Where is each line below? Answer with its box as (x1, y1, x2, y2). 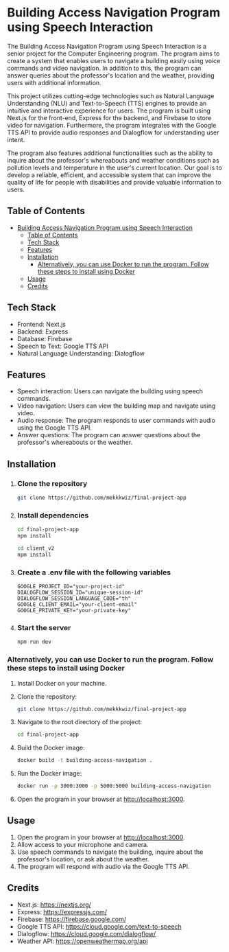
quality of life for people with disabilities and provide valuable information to (7, 178, 221, 186)
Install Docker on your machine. (16, 679, 108, 687)
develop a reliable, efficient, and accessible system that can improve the (7, 170, 211, 179)
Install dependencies (16, 510, 89, 520)
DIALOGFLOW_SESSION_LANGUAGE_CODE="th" (16, 595, 132, 602)
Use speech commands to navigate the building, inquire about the (16, 848, 204, 856)
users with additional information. (7, 78, 101, 86)
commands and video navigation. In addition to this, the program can (7, 64, 202, 72)
